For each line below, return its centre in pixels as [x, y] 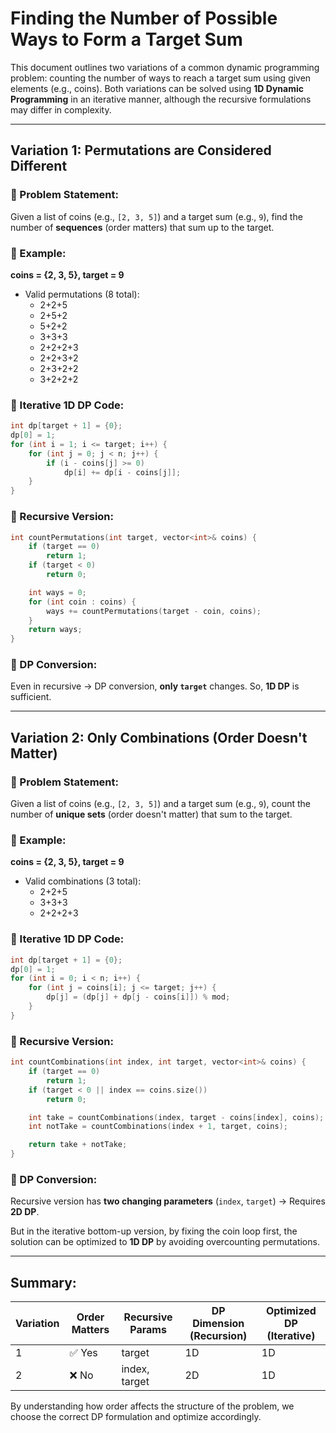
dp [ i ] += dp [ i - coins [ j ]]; [122, 472]
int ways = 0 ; [57, 592]
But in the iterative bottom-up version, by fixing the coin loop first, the [154, 1231]
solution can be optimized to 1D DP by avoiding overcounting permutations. [165, 1242]
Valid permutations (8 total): [82, 294]
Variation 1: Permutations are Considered [141, 150]
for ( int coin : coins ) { [82, 602]
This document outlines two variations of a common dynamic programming [165, 67]
